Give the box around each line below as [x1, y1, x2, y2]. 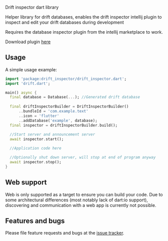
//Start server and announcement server [10, 132, 95, 137]
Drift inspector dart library [5, 5, 59, 10]
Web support [5, 178, 47, 187]
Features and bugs [5, 216, 65, 225]
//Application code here [10, 146, 62, 151]
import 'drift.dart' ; [5, 81, 51, 86]
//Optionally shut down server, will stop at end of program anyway [10, 155, 156, 160]
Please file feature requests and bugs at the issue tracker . [5, 230, 124, 236]
